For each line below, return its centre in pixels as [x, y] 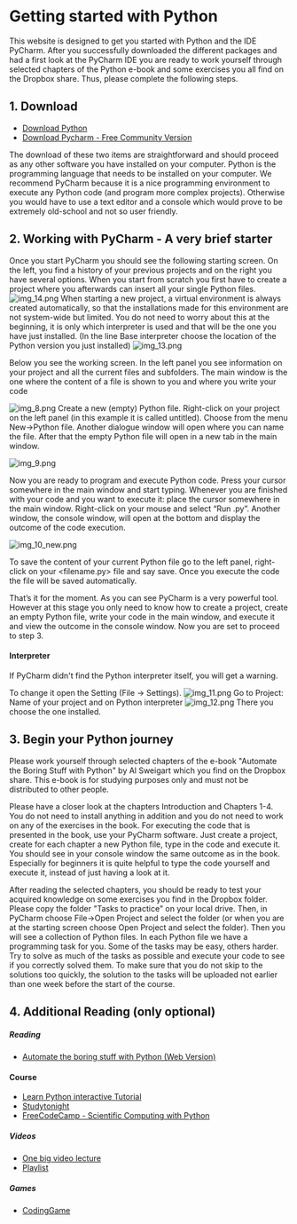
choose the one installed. [55, 711]
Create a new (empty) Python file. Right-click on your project [169, 408]
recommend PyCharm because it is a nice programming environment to [140, 183]
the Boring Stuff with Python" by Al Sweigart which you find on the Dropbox [148, 770]
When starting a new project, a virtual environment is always [171, 298]
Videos [23, 1136]
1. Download [43, 107]
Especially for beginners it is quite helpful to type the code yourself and [140, 863]
